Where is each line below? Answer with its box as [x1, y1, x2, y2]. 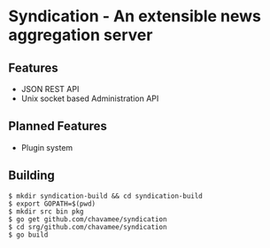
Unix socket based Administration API [20, 93, 159, 104]
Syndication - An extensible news [8, 6, 262, 27]
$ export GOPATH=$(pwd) [8, 199, 96, 208]
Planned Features [8, 119, 108, 134]
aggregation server [8, 25, 153, 45]
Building [8, 168, 55, 183]
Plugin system [20, 142, 73, 152]
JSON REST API [20, 84, 80, 94]
